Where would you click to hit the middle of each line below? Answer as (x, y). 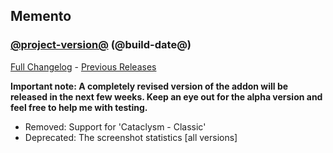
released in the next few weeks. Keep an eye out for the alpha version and (166, 96)
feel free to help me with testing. (79, 107)
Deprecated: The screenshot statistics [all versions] (131, 137)
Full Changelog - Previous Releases (83, 66)
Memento (41, 16)
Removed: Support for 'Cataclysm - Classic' (115, 126)
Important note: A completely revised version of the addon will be (149, 86)
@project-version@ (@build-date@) (101, 45)
